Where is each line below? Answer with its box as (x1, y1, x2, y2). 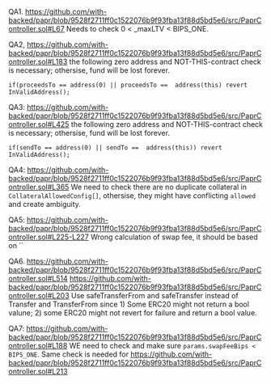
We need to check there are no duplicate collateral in (70, 182, 247, 192)
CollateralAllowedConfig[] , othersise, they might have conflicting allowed (8, 191, 256, 200)
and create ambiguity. (8, 200, 81, 209)
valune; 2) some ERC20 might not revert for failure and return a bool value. (8, 308, 257, 318)
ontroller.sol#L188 (8, 341, 68, 350)
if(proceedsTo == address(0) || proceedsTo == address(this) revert (8, 81, 248, 89)
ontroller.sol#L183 (8, 57, 68, 66)
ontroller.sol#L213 (8, 367, 68, 376)
